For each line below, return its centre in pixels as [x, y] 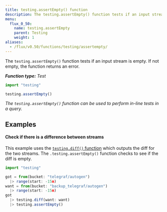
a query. [14, 109]
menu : [11, 19]
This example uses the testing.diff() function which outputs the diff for [80, 148]
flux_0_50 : [21, 24]
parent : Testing [31, 33]
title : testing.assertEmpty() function [46, 10]
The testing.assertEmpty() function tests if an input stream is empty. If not [82, 61]
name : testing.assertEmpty [42, 28]
